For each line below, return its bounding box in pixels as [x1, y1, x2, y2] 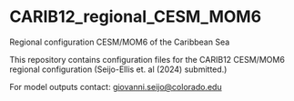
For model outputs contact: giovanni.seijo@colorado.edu [9, 81, 222, 92]
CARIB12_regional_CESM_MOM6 [9, 6, 262, 27]
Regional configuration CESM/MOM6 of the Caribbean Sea [9, 36, 230, 47]
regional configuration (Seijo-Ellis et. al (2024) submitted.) [9, 64, 228, 75]
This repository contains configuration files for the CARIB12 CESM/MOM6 [9, 54, 285, 65]
